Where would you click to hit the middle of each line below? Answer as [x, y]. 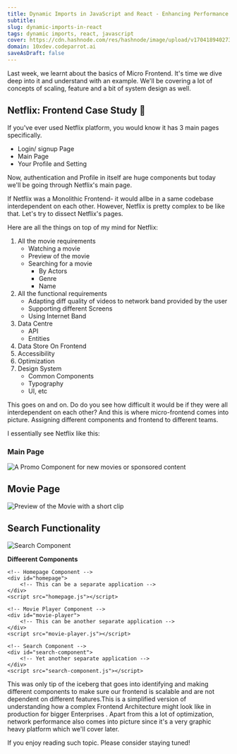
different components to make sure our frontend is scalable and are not [111, 691]
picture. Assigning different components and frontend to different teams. [113, 419]
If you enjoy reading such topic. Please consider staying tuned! [99, 743]
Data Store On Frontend [52, 346]
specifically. [25, 135]
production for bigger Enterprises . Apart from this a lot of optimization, [111, 714]
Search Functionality [54, 528]
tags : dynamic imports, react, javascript [71, 34]
